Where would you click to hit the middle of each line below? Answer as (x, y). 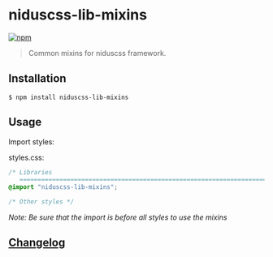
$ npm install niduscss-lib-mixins (69, 97)
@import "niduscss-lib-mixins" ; (63, 187)
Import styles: (32, 141)
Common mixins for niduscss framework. (97, 53)
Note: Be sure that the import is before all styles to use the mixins (118, 217)
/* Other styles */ (41, 202)
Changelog (37, 243)
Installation (37, 79)
